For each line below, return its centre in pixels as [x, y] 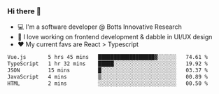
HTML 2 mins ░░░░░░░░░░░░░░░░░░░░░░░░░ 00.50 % [108, 83]
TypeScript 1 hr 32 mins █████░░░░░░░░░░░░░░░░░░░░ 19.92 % [108, 64]
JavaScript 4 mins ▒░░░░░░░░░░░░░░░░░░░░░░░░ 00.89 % [108, 76]
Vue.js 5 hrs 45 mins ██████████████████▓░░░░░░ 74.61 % [108, 58]
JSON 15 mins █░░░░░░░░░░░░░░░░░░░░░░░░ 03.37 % [108, 70]
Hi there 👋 [24, 11]
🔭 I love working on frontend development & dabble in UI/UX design [115, 37]
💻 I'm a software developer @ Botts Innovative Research [99, 27]
